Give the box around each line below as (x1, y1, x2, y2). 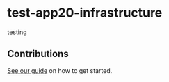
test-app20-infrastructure (7, 5, 163, 21)
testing (7, 28, 27, 36)
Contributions (7, 48, 69, 60)
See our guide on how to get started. (7, 66, 113, 74)
